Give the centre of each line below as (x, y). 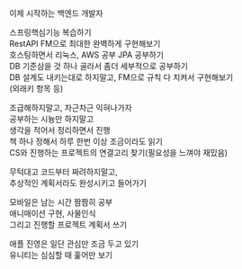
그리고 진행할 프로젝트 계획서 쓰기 (68, 224)
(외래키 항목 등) (36, 89)
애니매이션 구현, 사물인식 (53, 213)
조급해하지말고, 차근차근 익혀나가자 (71, 108)
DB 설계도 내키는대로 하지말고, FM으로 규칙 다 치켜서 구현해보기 (121, 77)
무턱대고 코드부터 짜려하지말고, (64, 172)
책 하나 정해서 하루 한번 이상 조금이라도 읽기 (86, 141)
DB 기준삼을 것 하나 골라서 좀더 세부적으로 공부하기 (99, 66)
